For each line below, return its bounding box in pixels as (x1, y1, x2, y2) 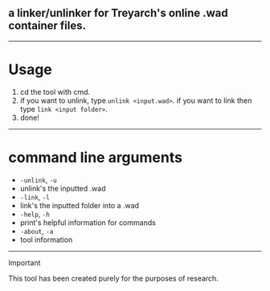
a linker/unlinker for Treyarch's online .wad (8, 6, 229, 20)
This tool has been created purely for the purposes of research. (8, 273, 219, 283)
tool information (19, 235, 73, 244)
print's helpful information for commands (19, 217, 157, 227)
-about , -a (19, 226, 54, 236)
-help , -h (19, 209, 50, 219)
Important (8, 257, 41, 268)
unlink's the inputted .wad (19, 183, 106, 193)
